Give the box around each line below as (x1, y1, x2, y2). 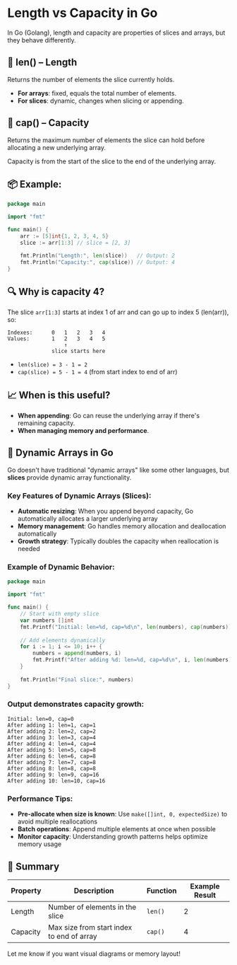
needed (17, 545, 40, 553)
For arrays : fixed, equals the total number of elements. (17, 88, 177, 97)
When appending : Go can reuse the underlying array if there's (17, 412, 200, 420)
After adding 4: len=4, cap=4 (7, 740, 97, 747)
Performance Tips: (7, 794, 73, 804)
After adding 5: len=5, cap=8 (7, 746, 97, 753)
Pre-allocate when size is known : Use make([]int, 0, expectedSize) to (17, 810, 228, 819)
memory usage (17, 840, 62, 848)
